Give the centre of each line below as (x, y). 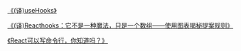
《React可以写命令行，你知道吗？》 (58, 40)
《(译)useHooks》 (32, 10)
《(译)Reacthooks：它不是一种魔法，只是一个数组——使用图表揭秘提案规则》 (120, 25)
